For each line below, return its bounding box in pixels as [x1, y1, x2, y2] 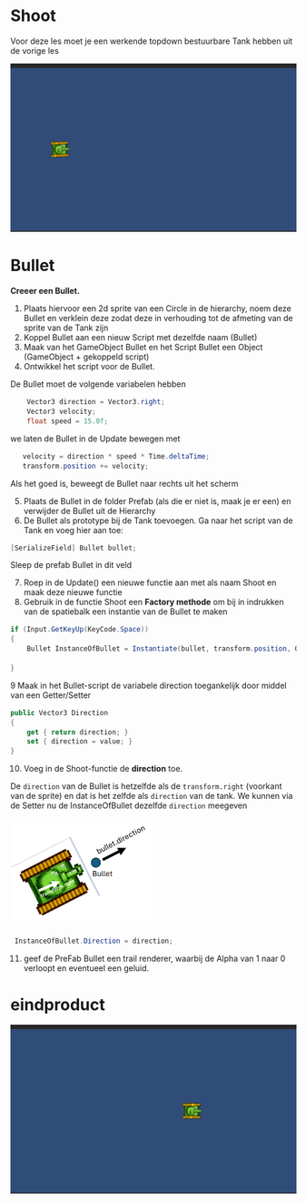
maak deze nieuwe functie [23, 587, 123, 598]
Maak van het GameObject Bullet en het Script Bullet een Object [23, 342, 263, 353]
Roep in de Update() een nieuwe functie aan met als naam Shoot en [23, 577, 277, 588]
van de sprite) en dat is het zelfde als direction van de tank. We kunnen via [10, 791, 293, 802]
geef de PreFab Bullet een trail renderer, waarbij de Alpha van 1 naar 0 [23, 953, 286, 964]
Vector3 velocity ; [26, 407, 96, 417]
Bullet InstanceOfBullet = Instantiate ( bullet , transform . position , [26, 644, 291, 653]
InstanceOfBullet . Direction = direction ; [14, 936, 173, 945]
